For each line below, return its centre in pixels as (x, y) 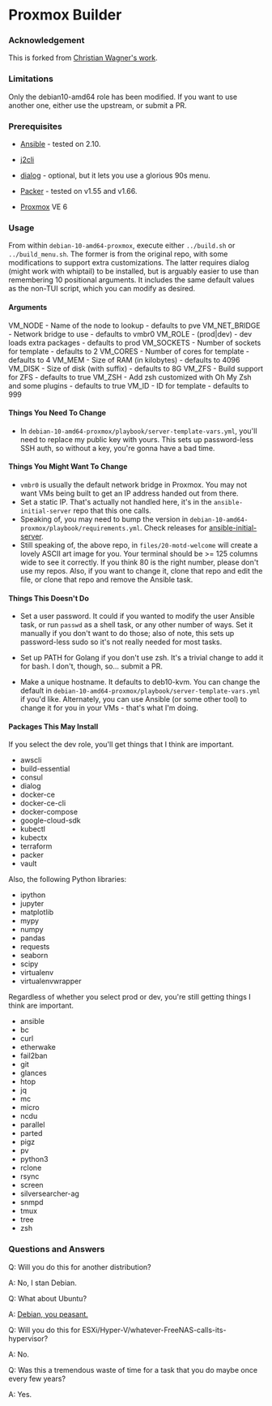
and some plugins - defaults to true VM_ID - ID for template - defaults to (129, 385)
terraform (36, 846)
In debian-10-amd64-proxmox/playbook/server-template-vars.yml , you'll (138, 431)
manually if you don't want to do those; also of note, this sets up (127, 634)
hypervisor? (28, 1338)
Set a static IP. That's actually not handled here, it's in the (116, 501)
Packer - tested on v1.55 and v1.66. (79, 191)
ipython (33, 895)
